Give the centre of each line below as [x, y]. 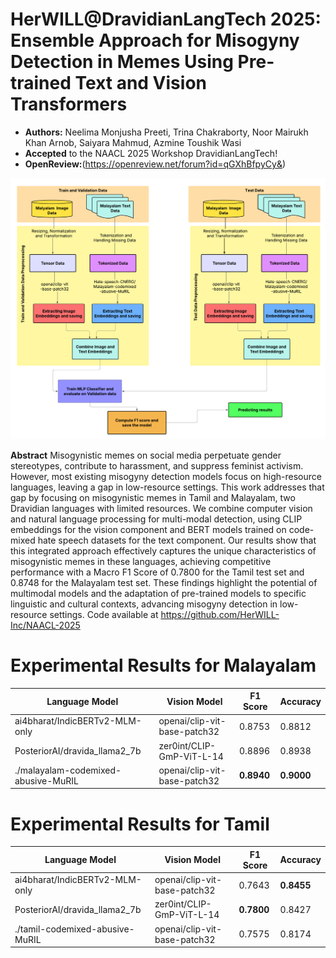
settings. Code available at [104, 614]
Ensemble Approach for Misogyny [155, 40]
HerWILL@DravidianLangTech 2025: [166, 19]
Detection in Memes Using [122, 62]
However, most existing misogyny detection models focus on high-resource [166, 476]
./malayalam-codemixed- [68, 770]
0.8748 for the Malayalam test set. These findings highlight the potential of [164, 582]
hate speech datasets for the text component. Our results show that [177, 540]
